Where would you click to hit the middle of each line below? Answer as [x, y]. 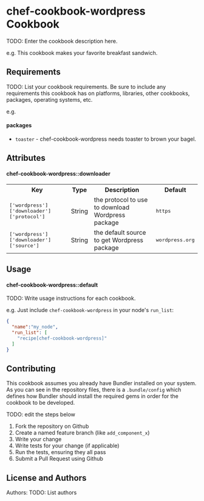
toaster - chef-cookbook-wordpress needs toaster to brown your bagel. [105, 139]
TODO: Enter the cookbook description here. [62, 41]
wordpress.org [175, 240]
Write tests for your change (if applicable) [67, 446]
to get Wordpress [119, 240]
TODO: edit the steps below [41, 414]
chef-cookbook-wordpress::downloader [58, 173]
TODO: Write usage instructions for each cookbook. [71, 298]
